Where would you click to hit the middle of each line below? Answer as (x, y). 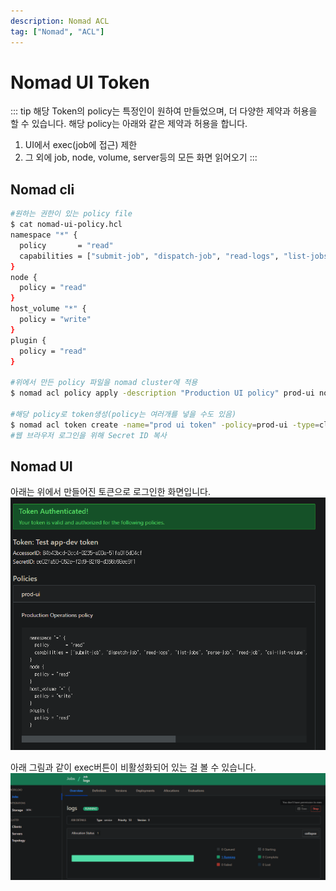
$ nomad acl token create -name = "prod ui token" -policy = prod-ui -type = (165, 425)
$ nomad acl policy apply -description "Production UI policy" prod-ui (162, 393)
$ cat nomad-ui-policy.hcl (66, 225)
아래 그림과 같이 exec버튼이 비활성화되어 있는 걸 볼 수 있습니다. (133, 767)
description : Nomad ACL (60, 21)
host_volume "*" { (48, 309)
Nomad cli (42, 189)
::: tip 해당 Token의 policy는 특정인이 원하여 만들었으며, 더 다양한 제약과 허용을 (164, 111)
